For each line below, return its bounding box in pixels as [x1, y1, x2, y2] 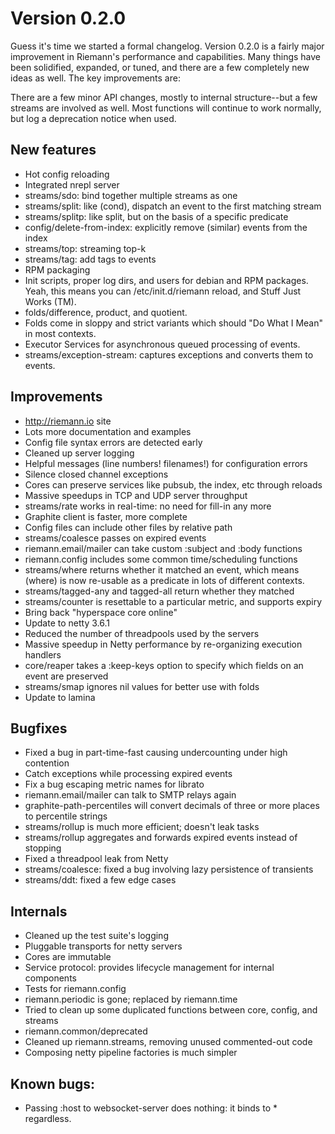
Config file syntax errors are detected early [24, 436, 203, 448]
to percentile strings [24, 810, 108, 822]
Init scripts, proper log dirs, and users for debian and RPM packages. [24, 274, 309, 286]
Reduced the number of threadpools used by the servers [24, 627, 260, 639]
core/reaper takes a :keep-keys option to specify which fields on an [24, 659, 304, 671]
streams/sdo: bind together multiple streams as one [24, 189, 238, 201]
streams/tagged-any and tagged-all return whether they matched [24, 585, 295, 597]
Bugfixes [10, 720, 68, 737]
